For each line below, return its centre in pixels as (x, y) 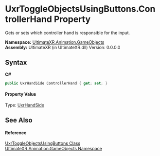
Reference (16, 133)
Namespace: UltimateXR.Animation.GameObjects (55, 42)
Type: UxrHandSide (25, 105)
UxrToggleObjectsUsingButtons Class (43, 143)
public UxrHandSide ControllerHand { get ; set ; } (56, 83)
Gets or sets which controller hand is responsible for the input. (68, 33)
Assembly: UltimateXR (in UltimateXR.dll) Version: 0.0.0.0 (63, 47)
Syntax (16, 62)
